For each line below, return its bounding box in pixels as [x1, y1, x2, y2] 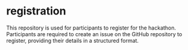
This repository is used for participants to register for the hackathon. [6, 24, 177, 31]
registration [6, 4, 66, 18]
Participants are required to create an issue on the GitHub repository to [6, 30, 183, 37]
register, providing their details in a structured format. [6, 37, 139, 44]
